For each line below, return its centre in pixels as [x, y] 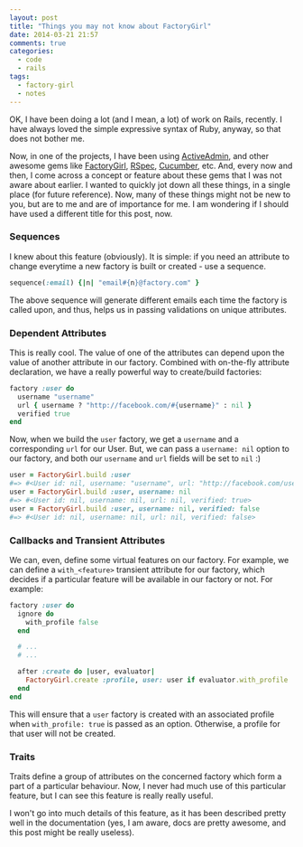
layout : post [34, 18]
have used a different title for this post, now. [91, 213]
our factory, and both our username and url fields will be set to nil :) [135, 458]
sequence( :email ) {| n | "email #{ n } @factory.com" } [105, 282]
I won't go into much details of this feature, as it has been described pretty [148, 813]
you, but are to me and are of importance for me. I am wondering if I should [149, 203]
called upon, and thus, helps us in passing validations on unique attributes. [148, 309]
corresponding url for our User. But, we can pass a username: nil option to [150, 449]
